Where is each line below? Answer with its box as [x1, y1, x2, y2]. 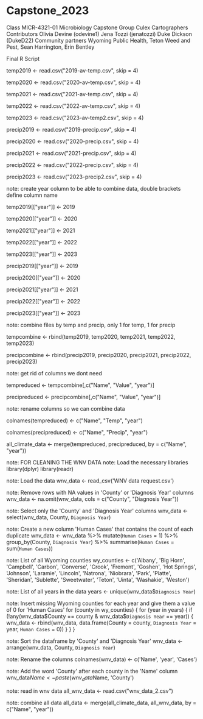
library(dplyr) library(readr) [6, 465, 74, 472]
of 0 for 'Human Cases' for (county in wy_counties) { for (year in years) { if [6, 606, 193, 613]
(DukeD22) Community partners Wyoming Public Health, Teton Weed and [6, 37, 191, 44]
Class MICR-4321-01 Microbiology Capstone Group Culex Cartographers [6, 24, 188, 31]
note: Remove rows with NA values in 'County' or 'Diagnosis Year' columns [6, 489, 194, 496]
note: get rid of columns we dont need [6, 369, 102, 377]
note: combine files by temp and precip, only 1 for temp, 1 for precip [6, 321, 176, 328]
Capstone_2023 [6, 4, 89, 18]
